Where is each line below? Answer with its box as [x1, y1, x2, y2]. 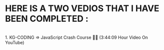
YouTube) [5, 39, 24, 45]
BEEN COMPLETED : [5, 13, 89, 24]
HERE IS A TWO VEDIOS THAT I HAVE [5, 3, 160, 14]
